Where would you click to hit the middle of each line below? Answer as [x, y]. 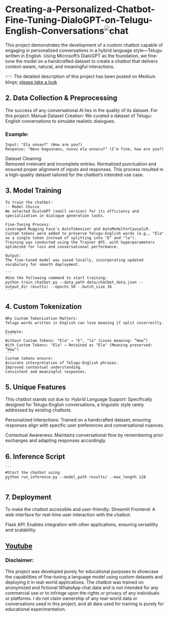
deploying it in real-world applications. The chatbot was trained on [75, 582]
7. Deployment [28, 497]
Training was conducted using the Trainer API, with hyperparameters [80, 242]
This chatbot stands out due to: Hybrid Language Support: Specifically [79, 399]
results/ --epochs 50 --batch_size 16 [71, 287]
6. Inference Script [35, 456]
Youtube [19, 546]
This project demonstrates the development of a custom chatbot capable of [84, 45]
